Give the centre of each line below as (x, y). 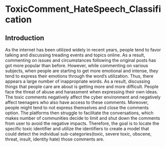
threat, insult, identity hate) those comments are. (55, 139)
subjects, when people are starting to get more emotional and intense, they (82, 71)
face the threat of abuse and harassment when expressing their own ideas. (82, 92)
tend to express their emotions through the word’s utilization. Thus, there (79, 76)
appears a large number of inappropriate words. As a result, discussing (78, 81)
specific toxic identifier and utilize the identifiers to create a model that (77, 129)
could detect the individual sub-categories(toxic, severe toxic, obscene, (79, 134)
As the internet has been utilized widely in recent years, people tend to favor (83, 50)
